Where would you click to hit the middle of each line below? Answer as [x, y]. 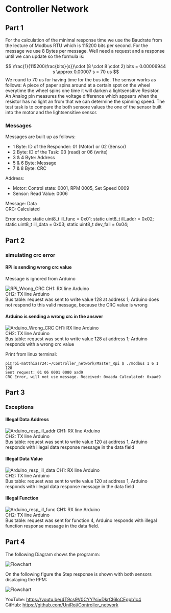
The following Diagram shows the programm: [53, 554]
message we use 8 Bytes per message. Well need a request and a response [85, 51]
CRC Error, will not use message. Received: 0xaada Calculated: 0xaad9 [83, 377]
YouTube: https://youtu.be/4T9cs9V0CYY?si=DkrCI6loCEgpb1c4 [73, 599]
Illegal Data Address [27, 419]
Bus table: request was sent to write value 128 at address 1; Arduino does [82, 299]
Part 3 [15, 393]
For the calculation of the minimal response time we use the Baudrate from [84, 40]
